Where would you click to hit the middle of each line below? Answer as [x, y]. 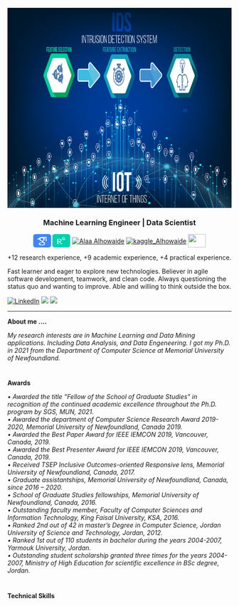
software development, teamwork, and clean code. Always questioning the [117, 279]
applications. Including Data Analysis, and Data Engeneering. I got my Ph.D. [119, 343]
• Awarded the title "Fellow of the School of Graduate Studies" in [102, 397]
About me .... [27, 321]
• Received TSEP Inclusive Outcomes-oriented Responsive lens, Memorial [116, 465]
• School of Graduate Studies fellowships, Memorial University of [103, 495]
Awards [19, 383]
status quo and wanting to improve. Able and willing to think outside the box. [119, 287]
